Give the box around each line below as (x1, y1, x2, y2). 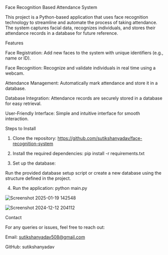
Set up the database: (12, 160, 56, 166)
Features (5, 40, 24, 46)
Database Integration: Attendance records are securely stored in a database (5, 95, 162, 101)
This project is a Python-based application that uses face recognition (5, 14, 148, 20)
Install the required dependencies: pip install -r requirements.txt (12, 150, 145, 156)
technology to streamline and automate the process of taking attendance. (5, 20, 157, 25)
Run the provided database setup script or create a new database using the (5, 170, 162, 176)
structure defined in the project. (5, 175, 71, 181)
